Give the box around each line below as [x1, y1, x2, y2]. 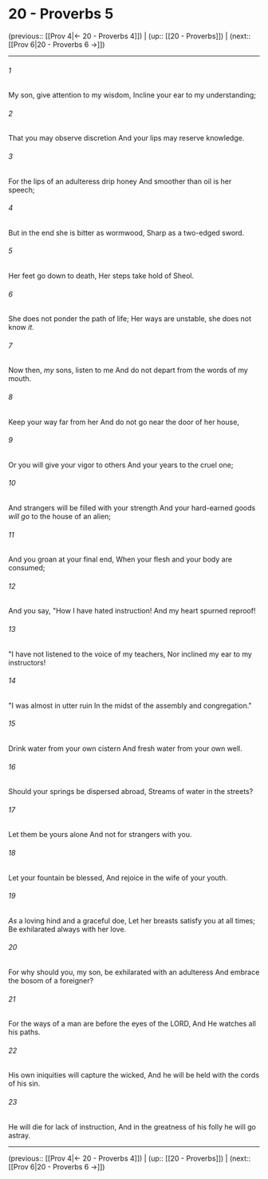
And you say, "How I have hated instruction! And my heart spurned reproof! [8, 606, 256, 616]
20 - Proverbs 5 [8, 5, 114, 23]
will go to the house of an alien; [8, 511, 112, 521]
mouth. [8, 374, 32, 383]
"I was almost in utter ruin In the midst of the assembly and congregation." [8, 701, 253, 710]
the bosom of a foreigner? [8, 976, 94, 985]
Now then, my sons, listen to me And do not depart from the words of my [8, 365, 249, 375]
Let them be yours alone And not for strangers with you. [8, 830, 193, 840]
